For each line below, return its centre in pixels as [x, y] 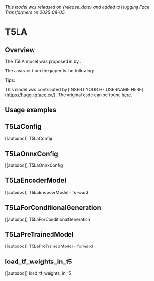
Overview [20, 50]
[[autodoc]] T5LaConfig [29, 139]
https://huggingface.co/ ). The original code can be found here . [69, 95]
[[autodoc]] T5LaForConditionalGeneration [48, 219]
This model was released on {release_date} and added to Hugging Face [77, 7]
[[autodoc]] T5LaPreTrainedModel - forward [49, 246]
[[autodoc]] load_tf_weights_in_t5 [38, 273]
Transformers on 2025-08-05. [35, 12]
